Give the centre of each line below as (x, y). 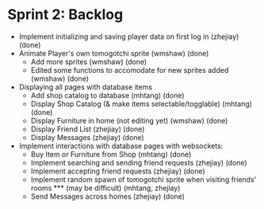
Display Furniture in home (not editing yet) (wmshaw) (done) (129, 120)
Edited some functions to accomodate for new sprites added (130, 70)
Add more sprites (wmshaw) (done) (89, 62)
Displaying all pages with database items (85, 87)
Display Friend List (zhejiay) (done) (88, 129)
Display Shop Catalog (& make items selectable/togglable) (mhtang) (142, 104)
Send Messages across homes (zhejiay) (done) (108, 196)
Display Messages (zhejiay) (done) (87, 137)
